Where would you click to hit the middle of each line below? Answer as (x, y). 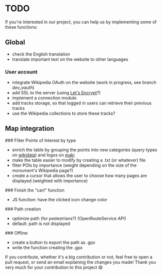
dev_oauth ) (23, 87)
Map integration (30, 129)
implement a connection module (44, 98)
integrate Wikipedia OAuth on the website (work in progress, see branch (84, 83)
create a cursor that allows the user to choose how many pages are (79, 175)
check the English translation (41, 54)
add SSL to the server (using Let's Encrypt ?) (56, 93)
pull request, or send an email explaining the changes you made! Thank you (81, 262)
